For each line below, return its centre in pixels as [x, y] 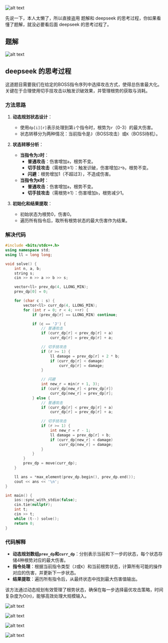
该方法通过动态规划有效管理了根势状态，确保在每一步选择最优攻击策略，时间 [84, 589]
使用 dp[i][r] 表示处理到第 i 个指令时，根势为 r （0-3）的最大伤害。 [88, 127]
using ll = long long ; [29, 255]
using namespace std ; [28, 250]
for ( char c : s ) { [35, 301]
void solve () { [21, 264]
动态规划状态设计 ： [32, 117]
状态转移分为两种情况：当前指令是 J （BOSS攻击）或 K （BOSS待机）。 [90, 134]
